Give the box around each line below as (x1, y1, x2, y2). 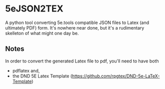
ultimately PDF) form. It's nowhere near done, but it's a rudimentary (5, 24, 144, 30)
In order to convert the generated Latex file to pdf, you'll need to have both (5, 58, 159, 64)
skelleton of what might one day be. (5, 30, 79, 36)
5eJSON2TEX (5, 3, 63, 14)
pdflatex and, (12, 67, 40, 73)
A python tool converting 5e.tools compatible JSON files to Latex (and (5, 19, 149, 25)
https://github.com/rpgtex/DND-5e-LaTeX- (71, 73, 160, 79)
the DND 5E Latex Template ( (12, 73, 72, 79)
